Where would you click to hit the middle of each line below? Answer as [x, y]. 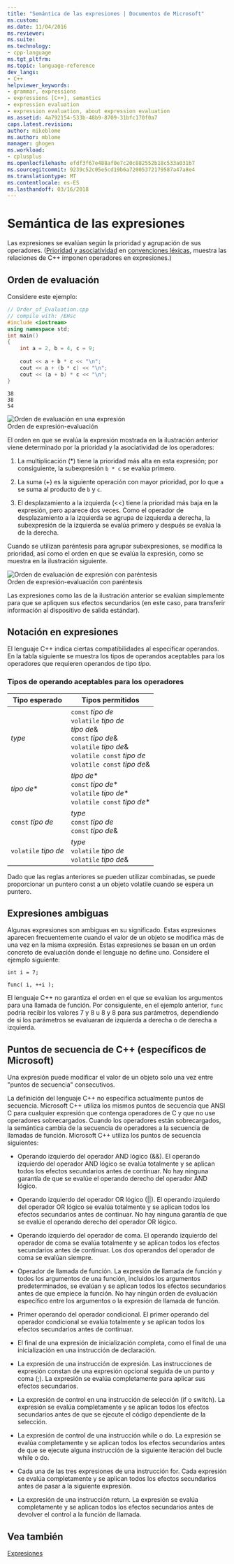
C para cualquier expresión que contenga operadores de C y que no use [111, 1113]
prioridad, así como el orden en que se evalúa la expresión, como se [105, 553]
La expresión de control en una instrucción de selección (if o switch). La [121, 1400]
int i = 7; [23, 973]
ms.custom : [23, 20]
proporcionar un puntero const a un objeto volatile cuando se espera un [111, 884]
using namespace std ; [39, 329]
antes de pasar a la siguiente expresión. [75, 1486]
